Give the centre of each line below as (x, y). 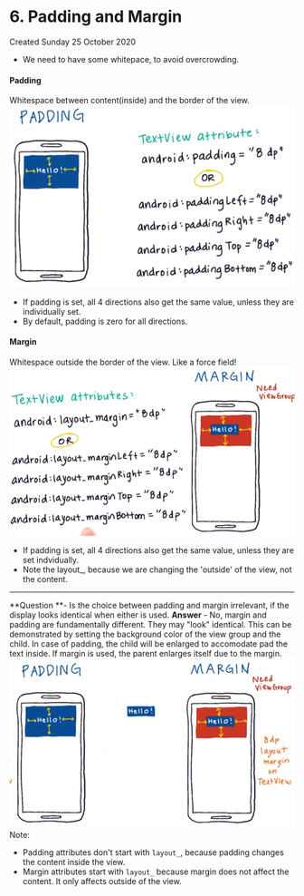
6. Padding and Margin (96, 17)
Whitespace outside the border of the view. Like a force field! (123, 362)
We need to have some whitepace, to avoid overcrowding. (131, 59)
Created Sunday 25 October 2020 (73, 42)
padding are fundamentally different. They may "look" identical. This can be (151, 624)
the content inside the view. (74, 862)
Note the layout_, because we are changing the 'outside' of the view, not (157, 570)
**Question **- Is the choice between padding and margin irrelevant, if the (149, 605)
